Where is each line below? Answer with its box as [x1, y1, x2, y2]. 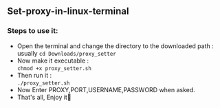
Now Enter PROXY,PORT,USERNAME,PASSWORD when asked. [16, 85, 196, 94]
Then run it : [16, 71, 52, 79]
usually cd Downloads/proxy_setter [16, 49, 117, 57]
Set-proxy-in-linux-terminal [7, 6, 129, 17]
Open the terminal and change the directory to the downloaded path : [16, 41, 214, 50]
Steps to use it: [7, 26, 58, 36]
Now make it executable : [16, 56, 89, 65]
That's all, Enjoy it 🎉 [16, 93, 71, 101]
